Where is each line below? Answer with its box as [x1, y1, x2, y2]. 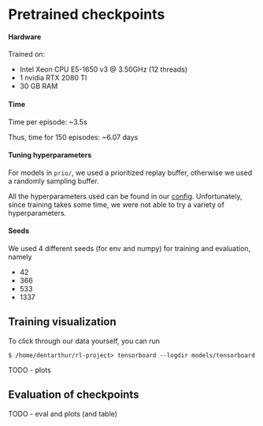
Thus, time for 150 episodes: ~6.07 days [8, 132, 139, 142]
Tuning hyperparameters [8, 150, 92, 160]
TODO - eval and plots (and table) [8, 409, 118, 418]
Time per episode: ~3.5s [8, 117, 88, 127]
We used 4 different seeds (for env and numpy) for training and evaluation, [8, 244, 251, 253]
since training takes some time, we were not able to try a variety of [8, 199, 224, 209]
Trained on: [8, 50, 46, 59]
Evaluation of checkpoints [8, 388, 139, 402]
